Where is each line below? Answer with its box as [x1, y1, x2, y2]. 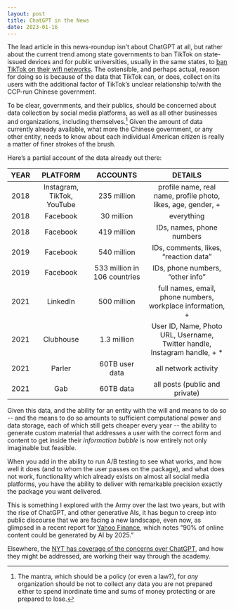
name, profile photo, [153, 191, 221, 201]
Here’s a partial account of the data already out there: [7, 154, 162, 162]
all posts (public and [153, 380, 221, 390]
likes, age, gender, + [153, 200, 221, 210]
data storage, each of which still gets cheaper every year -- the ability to [7, 421, 217, 430]
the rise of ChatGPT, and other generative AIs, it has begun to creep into [7, 509, 216, 517]
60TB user [99, 359, 135, 369]
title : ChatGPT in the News [7, 17, 90, 24]
